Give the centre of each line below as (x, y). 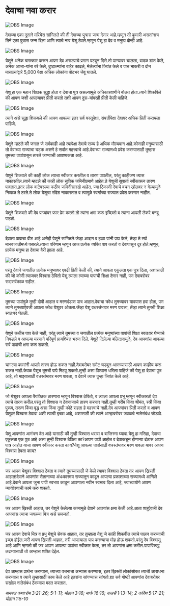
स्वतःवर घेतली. (17, 313)
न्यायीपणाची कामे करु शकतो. (28, 488)
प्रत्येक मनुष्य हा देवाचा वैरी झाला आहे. (35, 250)
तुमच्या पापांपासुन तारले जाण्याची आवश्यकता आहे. (44, 155)
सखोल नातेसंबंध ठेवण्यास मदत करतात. (36, 583)
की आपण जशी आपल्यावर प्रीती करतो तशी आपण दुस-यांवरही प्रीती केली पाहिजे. (67, 98)
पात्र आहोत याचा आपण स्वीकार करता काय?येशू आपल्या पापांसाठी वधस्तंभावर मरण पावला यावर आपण (84, 445)
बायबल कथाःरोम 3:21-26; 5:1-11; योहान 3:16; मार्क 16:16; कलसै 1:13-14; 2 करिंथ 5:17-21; (85, 593)
